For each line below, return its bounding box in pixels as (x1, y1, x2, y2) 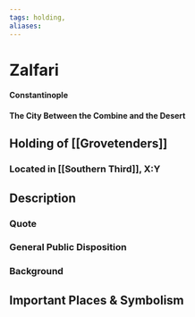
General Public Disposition (9, 241, 127, 254)
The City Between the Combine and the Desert (9, 110, 186, 121)
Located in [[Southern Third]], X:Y (9, 163, 161, 175)
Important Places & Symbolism (9, 292, 185, 308)
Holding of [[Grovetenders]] (9, 136, 168, 152)
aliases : (9, 21, 42, 30)
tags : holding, (9, 13, 66, 22)
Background (9, 265, 64, 278)
